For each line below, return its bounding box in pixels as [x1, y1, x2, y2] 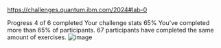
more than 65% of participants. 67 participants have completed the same [7, 26, 214, 34]
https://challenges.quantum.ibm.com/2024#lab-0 [7, 6, 148, 14]
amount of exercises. [7, 33, 67, 41]
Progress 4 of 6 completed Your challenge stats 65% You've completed [7, 19, 210, 26]
